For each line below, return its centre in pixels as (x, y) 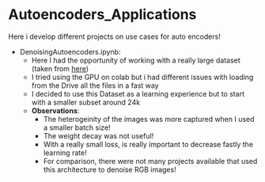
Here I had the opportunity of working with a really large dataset (136, 60)
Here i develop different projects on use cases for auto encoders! (115, 36)
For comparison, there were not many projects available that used (150, 161)
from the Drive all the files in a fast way (95, 85)
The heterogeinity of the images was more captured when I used (149, 119)
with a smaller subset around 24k (86, 102)
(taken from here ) (60, 68)
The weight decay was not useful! (98, 135)
